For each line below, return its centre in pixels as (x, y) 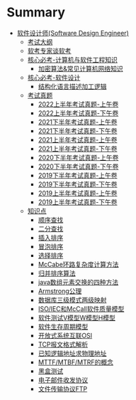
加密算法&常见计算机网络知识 (80, 68)
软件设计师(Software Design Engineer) (73, 33)
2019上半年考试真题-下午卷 (78, 202)
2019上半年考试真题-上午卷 (78, 193)
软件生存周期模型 (63, 326)
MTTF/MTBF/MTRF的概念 (76, 362)
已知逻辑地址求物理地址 (72, 353)
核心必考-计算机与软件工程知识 (73, 59)
